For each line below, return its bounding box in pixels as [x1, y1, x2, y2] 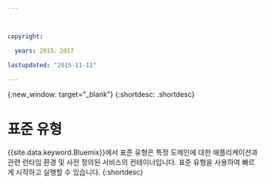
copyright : [7, 33, 44, 40]
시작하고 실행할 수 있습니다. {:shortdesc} [15, 167, 144, 177]
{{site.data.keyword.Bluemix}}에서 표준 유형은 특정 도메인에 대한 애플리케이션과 [7, 148, 258, 157]
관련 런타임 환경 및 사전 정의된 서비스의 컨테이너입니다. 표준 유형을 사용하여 [7, 158, 241, 167]
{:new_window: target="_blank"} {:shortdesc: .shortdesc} [7, 90, 195, 99]
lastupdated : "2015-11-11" [7, 61, 97, 69]
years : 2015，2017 [14, 47, 75, 55]
